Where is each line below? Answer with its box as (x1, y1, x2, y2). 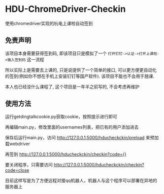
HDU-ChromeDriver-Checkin (5, 3, 126, 15)
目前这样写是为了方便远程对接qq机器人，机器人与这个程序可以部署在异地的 (5, 177, 158, 183)
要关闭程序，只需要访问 (5, 161, 53, 167)
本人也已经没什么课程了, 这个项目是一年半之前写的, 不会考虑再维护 (5, 83, 139, 89)
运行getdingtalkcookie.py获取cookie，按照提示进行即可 (5, 114, 117, 119)
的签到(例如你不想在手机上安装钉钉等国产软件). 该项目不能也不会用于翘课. (5, 73, 155, 79)
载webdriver (5, 141, 31, 147)
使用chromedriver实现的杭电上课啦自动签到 (5, 20, 93, 26)
